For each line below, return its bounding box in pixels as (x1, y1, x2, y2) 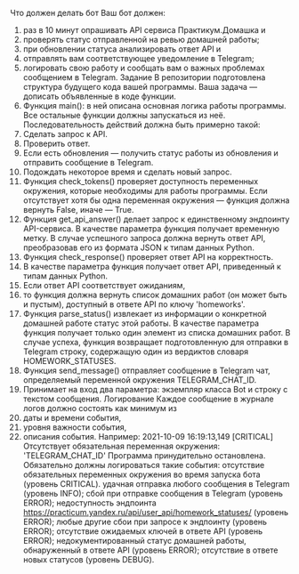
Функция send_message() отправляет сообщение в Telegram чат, (22, 365, 271, 376)
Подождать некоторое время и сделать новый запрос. (22, 166, 232, 177)
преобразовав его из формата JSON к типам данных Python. (22, 242, 255, 253)
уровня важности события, (22, 422, 127, 433)
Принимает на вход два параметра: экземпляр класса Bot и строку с (22, 384, 288, 394)
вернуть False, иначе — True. (22, 205, 134, 214)
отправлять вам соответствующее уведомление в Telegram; (22, 53, 255, 63)
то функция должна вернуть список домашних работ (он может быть (22, 289, 287, 300)
